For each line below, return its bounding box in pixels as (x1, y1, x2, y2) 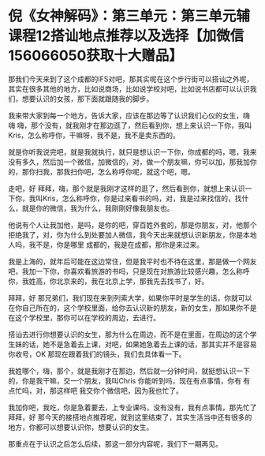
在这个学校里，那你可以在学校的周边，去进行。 (8, 312, 160, 322)
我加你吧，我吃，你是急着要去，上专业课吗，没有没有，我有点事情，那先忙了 (8, 402, 257, 412)
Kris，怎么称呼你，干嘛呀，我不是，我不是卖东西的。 (8, 130, 180, 140)
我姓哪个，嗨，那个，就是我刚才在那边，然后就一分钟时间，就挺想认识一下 (8, 366, 250, 376)
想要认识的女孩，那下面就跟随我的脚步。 (21, 94, 154, 103)
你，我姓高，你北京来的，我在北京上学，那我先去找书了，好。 (8, 276, 209, 286)
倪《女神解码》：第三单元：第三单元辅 (8, 7, 251, 25)
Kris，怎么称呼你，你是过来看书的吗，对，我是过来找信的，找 (42, 193, 242, 203)
